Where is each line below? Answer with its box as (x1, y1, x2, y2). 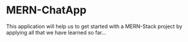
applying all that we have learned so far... (6, 29, 106, 36)
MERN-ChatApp (6, 3, 87, 17)
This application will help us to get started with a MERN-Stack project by (6, 23, 183, 30)
